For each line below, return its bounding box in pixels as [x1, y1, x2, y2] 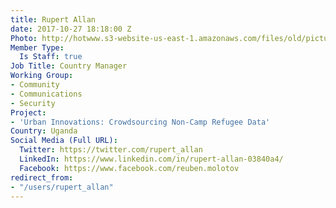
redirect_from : [10, 172, 74, 183]
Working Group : [10, 71, 74, 81]
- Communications [10, 89, 83, 99]
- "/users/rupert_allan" [10, 182, 114, 192]
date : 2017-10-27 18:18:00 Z [10, 24, 132, 34]
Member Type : [10, 42, 65, 53]
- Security [10, 98, 56, 108]
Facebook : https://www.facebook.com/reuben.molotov [19, 163, 240, 173]
